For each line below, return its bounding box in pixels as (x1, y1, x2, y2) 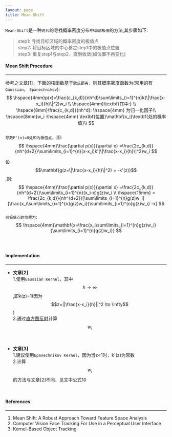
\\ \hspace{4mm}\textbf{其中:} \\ (68, 101, 137, 107)
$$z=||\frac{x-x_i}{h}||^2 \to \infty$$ (51, 301, 129, 307)
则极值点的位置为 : (5, 214, 37, 220)
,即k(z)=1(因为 (12, 293, 42, 299)
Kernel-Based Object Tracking (12, 426, 77, 432)
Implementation (5, 253, 40, 259)
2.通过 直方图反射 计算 (12, 315, 58, 321)
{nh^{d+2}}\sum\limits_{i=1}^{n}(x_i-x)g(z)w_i (16, 189, 113, 196)
